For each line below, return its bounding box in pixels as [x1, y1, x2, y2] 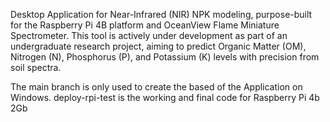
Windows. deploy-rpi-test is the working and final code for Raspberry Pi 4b [10, 92, 320, 103]
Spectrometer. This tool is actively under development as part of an [10, 30, 288, 41]
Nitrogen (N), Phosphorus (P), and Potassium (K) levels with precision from [10, 51, 320, 63]
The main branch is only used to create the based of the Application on [10, 81, 303, 93]
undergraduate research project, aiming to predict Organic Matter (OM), [10, 40, 307, 52]
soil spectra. [10, 62, 62, 73]
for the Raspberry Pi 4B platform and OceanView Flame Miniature [10, 19, 280, 31]
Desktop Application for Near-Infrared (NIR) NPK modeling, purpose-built [10, 9, 313, 20]
